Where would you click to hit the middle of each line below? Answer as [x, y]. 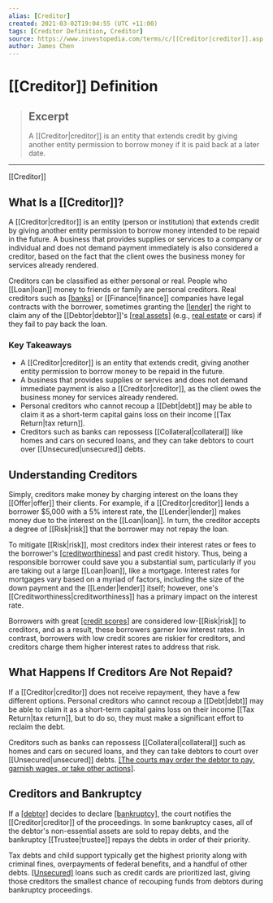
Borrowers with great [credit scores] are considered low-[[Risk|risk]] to [127, 621]
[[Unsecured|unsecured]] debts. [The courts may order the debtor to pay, [132, 759]
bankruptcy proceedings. [51, 890]
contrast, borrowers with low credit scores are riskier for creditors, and [127, 639]
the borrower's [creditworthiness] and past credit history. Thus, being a [128, 553]
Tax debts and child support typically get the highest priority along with [128, 855]
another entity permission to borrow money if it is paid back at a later [144, 145]
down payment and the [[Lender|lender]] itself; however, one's [113, 588]
